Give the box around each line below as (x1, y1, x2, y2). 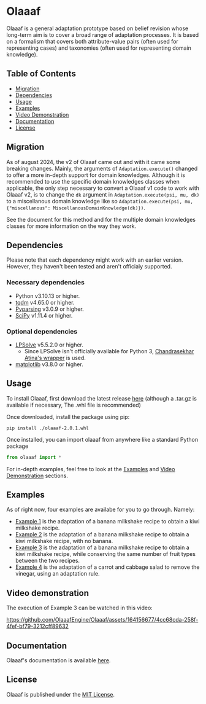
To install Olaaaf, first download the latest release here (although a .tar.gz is (6, 394, 197, 402)
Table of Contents (6, 69, 77, 79)
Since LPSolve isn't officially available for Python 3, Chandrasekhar (24, 347, 194, 354)
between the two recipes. (15, 557, 80, 565)
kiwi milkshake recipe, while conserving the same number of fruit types (15, 550, 196, 558)
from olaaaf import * (6, 454, 62, 460)
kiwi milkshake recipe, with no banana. (15, 538, 113, 545)
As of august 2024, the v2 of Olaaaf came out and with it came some (6, 158, 181, 165)
